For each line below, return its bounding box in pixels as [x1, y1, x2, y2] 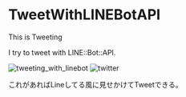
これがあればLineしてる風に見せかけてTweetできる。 [8, 79, 183, 89]
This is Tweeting [8, 32, 63, 42]
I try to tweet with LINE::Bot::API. [8, 47, 116, 57]
